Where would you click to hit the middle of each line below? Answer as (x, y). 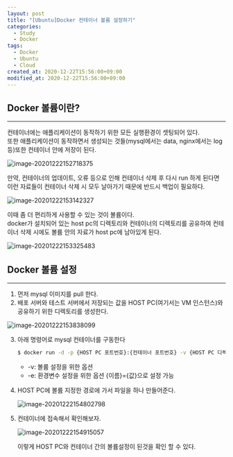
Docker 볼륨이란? (44, 108)
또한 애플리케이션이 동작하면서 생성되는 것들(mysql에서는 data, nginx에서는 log (115, 141)
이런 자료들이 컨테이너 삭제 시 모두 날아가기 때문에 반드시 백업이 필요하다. (106, 187)
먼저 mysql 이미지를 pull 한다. (58, 294)
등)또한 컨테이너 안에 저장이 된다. (52, 150)
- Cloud (25, 65)
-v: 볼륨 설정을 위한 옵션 (60, 367)
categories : (24, 26)
